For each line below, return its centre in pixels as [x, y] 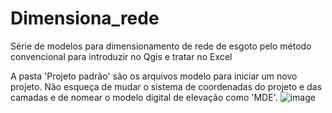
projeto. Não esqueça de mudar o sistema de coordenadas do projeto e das [166, 86]
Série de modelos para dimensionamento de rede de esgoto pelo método [161, 46]
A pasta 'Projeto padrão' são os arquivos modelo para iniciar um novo [154, 76]
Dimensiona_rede [85, 18]
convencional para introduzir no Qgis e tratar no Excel [121, 56]
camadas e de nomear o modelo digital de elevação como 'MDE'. [144, 97]
